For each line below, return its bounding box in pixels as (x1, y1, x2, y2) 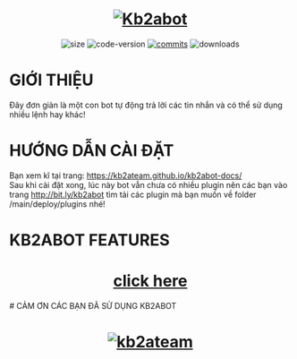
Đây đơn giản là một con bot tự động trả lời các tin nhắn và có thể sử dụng (9, 99, 284, 110)
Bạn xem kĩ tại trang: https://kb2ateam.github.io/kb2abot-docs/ (9, 170, 242, 181)
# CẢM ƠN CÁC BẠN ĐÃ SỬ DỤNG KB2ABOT (9, 300, 177, 311)
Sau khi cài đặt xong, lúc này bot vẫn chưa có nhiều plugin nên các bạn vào (9, 179, 288, 190)
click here (113, 271, 188, 291)
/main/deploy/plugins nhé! (9, 198, 106, 209)
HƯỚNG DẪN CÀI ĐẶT (9, 141, 174, 161)
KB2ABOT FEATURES (9, 230, 170, 250)
